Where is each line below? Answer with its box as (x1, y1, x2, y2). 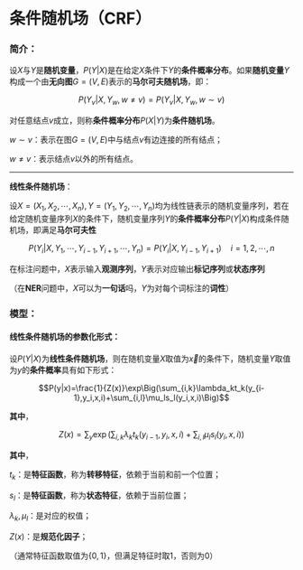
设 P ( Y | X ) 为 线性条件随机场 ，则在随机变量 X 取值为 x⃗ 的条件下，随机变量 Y (9, 353, 275, 364)
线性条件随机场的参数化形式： (9, 332, 120, 342)
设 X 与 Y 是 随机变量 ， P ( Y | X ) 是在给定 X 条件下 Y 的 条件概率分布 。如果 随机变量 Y (9, 65, 290, 76)
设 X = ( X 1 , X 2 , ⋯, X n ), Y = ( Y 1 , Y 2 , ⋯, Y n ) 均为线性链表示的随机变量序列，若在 (9, 201, 290, 213)
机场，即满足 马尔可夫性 (9, 225, 96, 236)
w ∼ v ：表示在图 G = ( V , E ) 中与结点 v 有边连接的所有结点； (9, 135, 224, 145)
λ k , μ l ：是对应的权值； (9, 510, 92, 524)
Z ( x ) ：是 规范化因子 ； (9, 531, 88, 542)
